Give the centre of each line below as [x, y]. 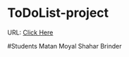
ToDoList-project [58, 13]
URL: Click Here [30, 32]
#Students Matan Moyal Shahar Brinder [64, 46]
